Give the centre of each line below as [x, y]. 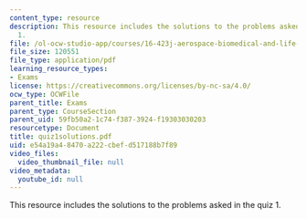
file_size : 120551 [44, 52]
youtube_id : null [51, 179]
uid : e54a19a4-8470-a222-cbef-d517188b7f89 [94, 145]
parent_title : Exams [49, 103]
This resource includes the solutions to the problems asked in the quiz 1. [145, 205]
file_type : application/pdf [63, 60]
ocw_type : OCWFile [44, 94]
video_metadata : [40, 171]
